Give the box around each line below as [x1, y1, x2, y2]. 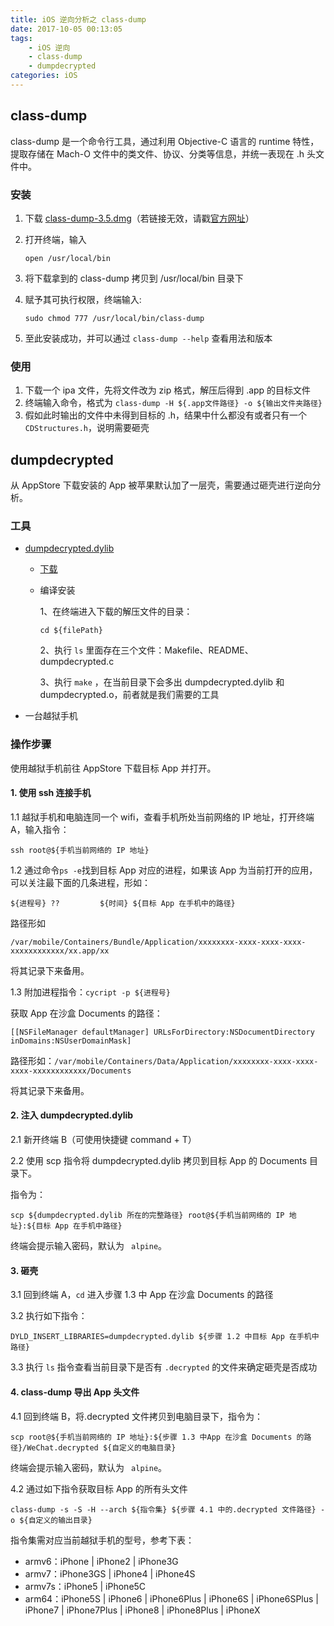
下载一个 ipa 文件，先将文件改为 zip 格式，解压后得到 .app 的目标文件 [24, 384, 312, 396]
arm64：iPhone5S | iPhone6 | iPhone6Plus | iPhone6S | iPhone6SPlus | [24, 1592, 320, 1605]
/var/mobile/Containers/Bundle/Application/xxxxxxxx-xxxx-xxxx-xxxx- [10, 937, 307, 947]
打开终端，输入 [24, 233, 87, 245]
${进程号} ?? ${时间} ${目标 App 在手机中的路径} [10, 898, 236, 908]
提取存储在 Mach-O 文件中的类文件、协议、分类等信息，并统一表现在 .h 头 [10, 147, 316, 160]
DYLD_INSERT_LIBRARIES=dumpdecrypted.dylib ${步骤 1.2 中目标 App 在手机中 [10, 1332, 320, 1342]
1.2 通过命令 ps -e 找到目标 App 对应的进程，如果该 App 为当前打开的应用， [10, 864, 318, 876]
